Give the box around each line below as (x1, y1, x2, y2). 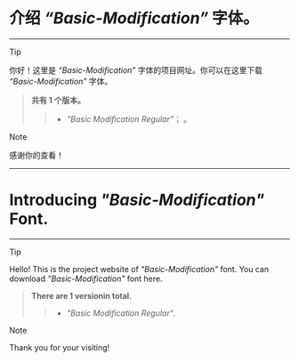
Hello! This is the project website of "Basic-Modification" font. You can (9, 263, 270, 274)
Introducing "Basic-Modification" (9, 190, 265, 210)
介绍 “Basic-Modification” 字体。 (9, 8, 260, 28)
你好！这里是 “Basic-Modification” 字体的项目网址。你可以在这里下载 (9, 64, 263, 76)
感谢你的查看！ (9, 149, 64, 160)
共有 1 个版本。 (30, 94, 86, 105)
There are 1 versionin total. (30, 290, 133, 301)
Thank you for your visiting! (9, 342, 110, 352)
